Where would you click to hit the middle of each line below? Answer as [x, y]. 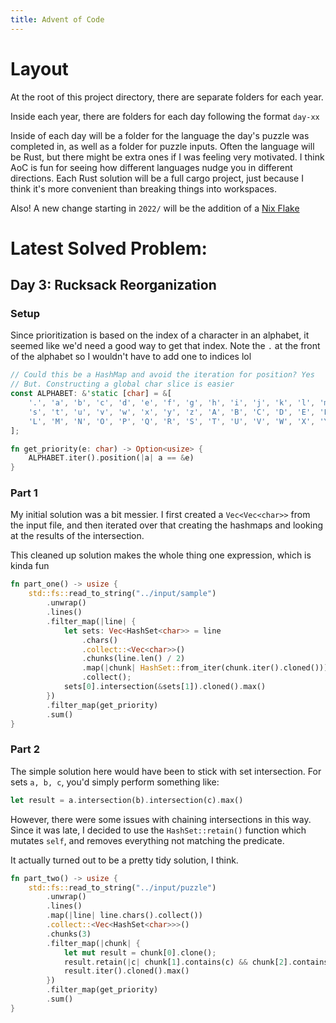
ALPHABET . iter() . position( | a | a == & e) [111, 458]
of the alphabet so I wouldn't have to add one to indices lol [131, 357]
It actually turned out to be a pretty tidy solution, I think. [124, 860]
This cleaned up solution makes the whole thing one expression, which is [161, 555]
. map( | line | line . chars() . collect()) [124, 916]
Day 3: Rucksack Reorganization [113, 285]
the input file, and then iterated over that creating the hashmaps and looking [167, 525]
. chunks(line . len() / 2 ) [133, 659]
